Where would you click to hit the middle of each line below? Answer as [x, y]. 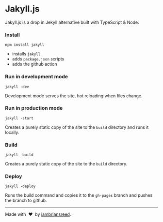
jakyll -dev [17, 87]
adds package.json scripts [38, 59]
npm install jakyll [25, 45]
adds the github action [34, 64]
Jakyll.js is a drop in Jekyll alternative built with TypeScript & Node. [72, 22]
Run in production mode [34, 108]
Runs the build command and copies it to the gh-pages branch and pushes [79, 195]
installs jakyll [26, 54]
